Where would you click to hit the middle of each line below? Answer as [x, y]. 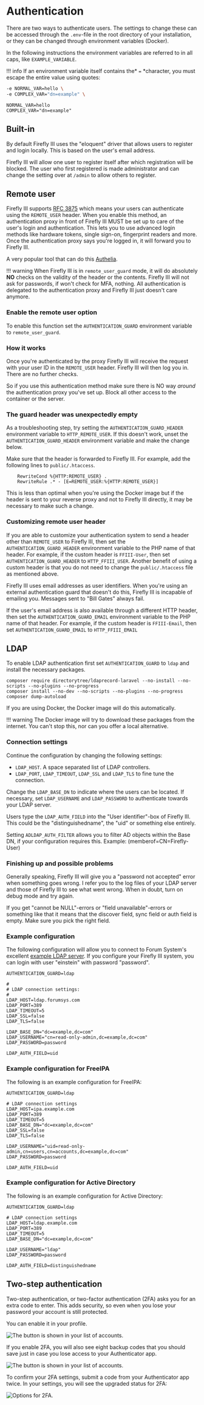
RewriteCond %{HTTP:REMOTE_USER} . [62, 476]
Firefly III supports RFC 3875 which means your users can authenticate [95, 208]
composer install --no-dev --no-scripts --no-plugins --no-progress [95, 692]
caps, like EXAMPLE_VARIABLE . [42, 59]
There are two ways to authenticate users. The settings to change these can [102, 28]
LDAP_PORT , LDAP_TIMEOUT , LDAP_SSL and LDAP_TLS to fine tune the [94, 774]
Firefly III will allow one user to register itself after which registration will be [100, 162]
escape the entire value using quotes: [53, 77]
